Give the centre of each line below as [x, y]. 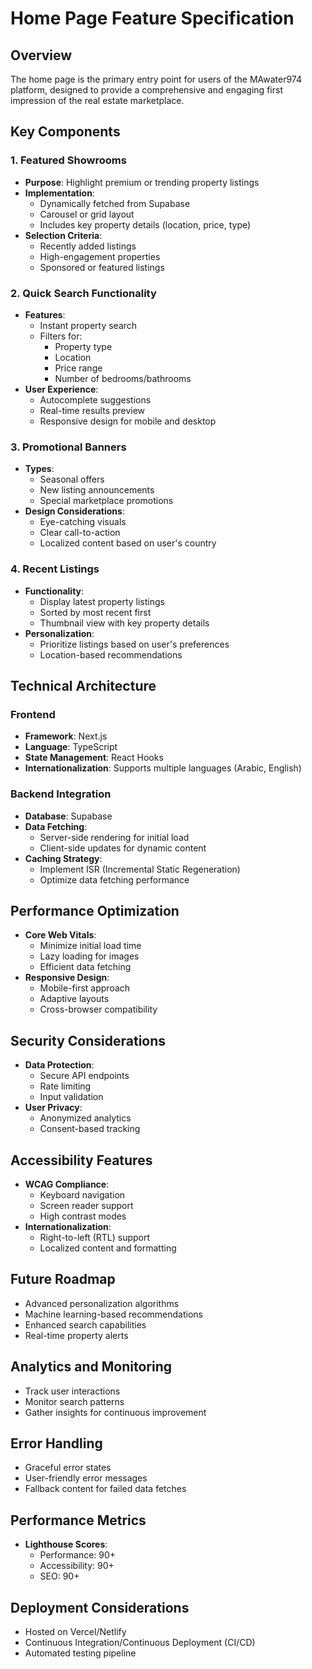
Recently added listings [88, 246]
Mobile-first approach [85, 988]
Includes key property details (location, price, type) [145, 224]
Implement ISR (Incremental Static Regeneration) [140, 869]
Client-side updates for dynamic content [123, 848]
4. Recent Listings [55, 569]
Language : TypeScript [71, 747]
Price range [78, 368]
